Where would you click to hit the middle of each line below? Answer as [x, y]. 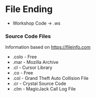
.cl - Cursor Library [32, 68]
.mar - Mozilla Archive [36, 62]
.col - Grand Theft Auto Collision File [51, 78]
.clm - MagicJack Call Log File [44, 89]
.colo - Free [25, 57]
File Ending [29, 9]
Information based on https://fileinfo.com [48, 47]
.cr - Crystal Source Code [39, 83]
